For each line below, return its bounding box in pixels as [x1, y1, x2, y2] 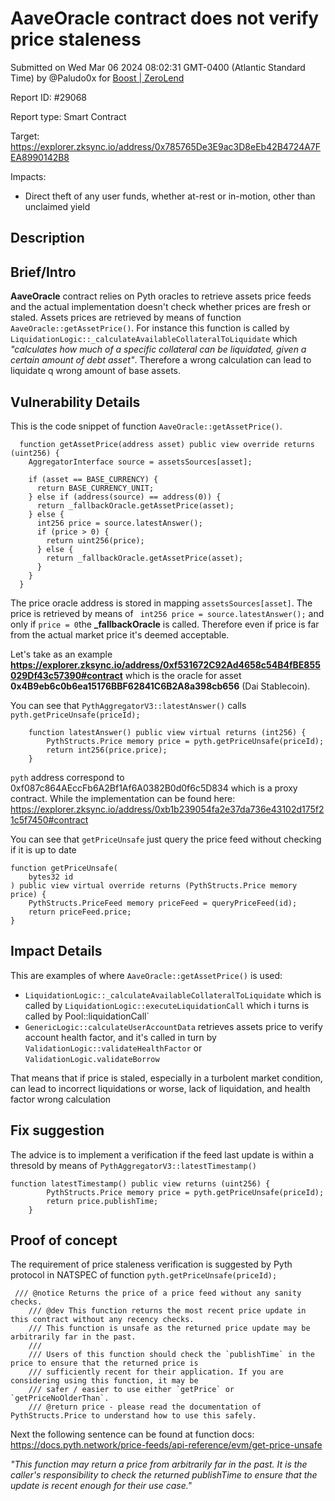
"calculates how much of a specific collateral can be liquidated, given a [10, 343, 307, 356]
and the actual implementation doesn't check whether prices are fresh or [10, 301, 312, 313]
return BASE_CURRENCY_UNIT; [36, 483, 155, 493]
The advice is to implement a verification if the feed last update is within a [10, 1148, 315, 1161]
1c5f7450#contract [10, 813, 89, 826]
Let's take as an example [10, 648, 113, 660]
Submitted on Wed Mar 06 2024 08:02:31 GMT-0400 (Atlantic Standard [10, 61, 306, 73]
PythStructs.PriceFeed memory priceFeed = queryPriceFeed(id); [28, 898, 298, 908]
